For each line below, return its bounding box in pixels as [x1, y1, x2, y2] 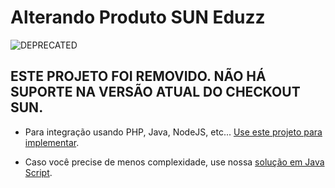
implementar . [24, 136, 80, 148]
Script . [24, 166, 53, 178]
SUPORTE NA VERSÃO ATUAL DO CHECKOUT [10, 84, 301, 101]
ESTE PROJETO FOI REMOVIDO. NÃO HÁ [10, 68, 267, 85]
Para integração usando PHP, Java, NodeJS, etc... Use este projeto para [24, 126, 323, 138]
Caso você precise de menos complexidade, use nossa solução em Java [24, 156, 325, 168]
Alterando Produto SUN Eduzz [10, 6, 266, 29]
